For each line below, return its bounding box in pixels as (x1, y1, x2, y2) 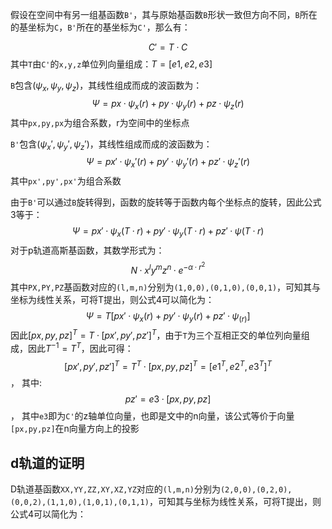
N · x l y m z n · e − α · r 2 (130, 260, 206, 276)
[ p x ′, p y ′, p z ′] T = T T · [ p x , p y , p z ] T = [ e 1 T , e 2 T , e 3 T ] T (64, 358, 272, 372)
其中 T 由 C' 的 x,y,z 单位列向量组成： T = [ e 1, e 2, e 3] (10, 58, 213, 70)
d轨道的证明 (10, 454, 85, 472)
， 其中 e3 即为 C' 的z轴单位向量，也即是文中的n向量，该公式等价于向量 (10, 410, 295, 422)
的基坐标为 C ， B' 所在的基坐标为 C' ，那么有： (10, 21, 191, 33)
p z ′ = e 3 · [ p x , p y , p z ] (124, 393, 212, 405)
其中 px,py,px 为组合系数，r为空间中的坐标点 (10, 116, 190, 128)
